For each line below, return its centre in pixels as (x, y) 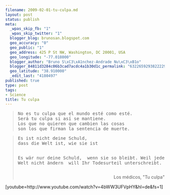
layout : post (19, 15)
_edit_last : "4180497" (34, 76)
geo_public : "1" (27, 48)
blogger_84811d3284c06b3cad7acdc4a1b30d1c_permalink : (68, 66)
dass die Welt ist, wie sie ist (58, 143)
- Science (16, 95)
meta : (11, 24)
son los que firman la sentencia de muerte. (74, 129)
